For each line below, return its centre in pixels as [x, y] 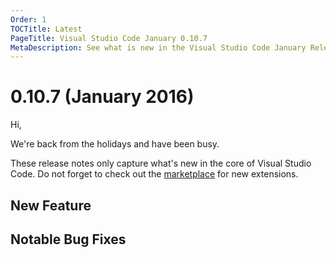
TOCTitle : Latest [46, 29]
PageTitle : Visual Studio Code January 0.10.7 [109, 38]
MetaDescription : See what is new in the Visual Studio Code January [158, 47]
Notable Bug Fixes [68, 239]
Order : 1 [28, 19]
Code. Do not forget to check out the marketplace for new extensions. [154, 174]
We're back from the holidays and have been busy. [115, 144]
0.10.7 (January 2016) [102, 97]
